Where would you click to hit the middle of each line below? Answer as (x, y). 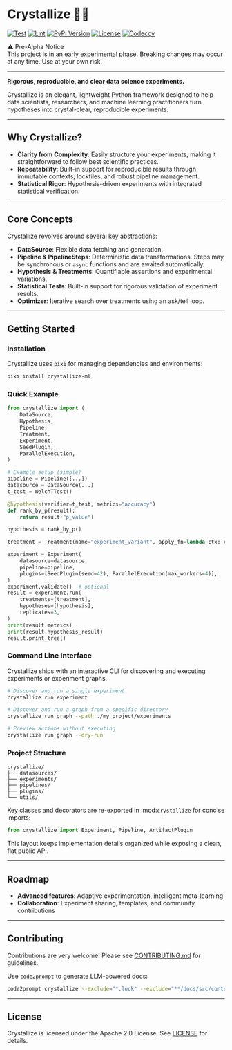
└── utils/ (23, 798)
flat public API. (28, 851)
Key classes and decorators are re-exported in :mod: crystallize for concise (116, 810)
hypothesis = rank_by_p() (44, 529)
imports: (19, 818)
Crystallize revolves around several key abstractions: (82, 236)
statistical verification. (49, 191)
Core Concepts (40, 220)
